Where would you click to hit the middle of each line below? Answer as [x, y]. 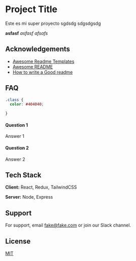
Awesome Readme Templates [43, 61]
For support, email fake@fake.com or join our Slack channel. [68, 225]
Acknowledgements [38, 49]
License [18, 241]
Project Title [31, 9]
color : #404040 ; [27, 104]
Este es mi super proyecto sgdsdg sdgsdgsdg [53, 23]
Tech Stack [23, 175]
